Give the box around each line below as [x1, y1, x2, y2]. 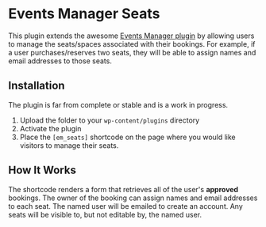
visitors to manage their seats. [19, 140, 119, 150]
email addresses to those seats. [8, 56, 113, 66]
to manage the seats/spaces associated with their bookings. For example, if [8, 39, 256, 48]
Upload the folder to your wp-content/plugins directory [19, 115, 200, 125]
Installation [8, 79, 65, 93]
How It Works [8, 164, 77, 177]
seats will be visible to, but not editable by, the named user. [8, 210, 202, 219]
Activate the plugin [19, 123, 82, 133]
